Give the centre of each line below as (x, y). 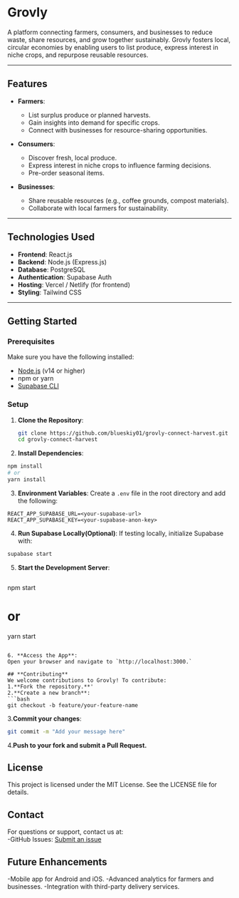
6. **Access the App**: (43, 655)
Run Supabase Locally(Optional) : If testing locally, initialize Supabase (121, 533)
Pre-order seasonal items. (67, 172)
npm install (25, 466)
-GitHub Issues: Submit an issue (54, 840)
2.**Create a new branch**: (49, 693)
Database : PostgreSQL (52, 269)
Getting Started (42, 321)
